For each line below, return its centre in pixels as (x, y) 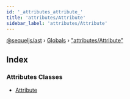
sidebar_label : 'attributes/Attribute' (57, 23)
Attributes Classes (34, 77)
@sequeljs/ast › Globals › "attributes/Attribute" (65, 41)
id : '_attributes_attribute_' (45, 12)
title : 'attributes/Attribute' (46, 18)
